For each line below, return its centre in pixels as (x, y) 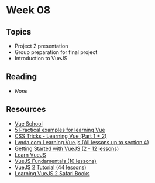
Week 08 (28, 10)
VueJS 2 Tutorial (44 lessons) (50, 167)
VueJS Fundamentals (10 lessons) (55, 161)
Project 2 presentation (41, 46)
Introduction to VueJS (41, 58)
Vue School (28, 123)
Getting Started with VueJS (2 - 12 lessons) (67, 148)
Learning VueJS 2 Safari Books (52, 173)
